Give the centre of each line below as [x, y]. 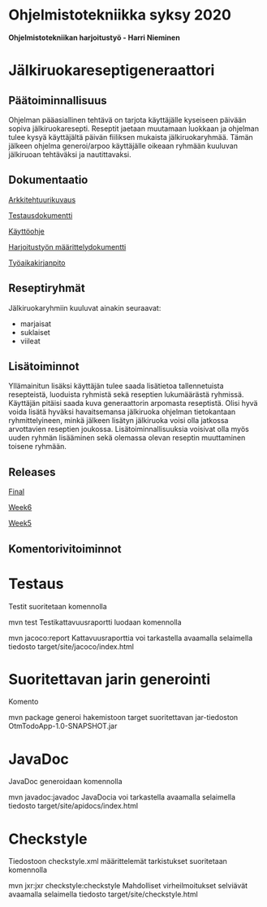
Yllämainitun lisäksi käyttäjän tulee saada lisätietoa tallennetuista [116, 386]
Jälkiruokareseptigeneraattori [112, 70]
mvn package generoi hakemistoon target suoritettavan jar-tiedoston [123, 717]
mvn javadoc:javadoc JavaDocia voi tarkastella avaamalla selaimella [122, 797]
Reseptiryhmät [47, 288]
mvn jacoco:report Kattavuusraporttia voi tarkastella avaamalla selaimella [131, 638]
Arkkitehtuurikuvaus [42, 199]
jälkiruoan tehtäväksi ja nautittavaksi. [70, 154]
